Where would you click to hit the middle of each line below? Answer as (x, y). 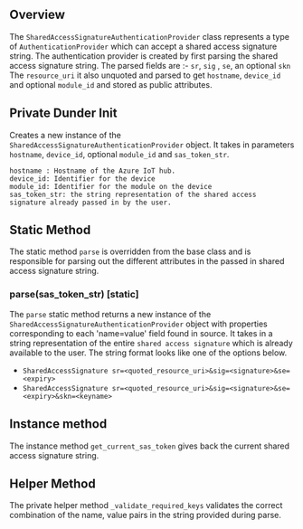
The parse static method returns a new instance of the (110, 314)
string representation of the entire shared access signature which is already (151, 343)
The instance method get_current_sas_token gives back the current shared (150, 446)
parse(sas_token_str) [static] (74, 295)
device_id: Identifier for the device (82, 179)
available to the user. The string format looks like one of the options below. (148, 353)
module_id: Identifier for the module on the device (111, 186)
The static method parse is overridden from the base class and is (130, 251)
